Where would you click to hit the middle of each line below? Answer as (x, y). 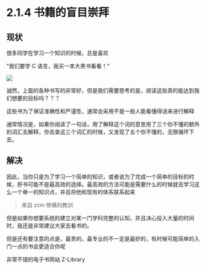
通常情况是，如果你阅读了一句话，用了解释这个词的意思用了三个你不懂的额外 (103, 124)
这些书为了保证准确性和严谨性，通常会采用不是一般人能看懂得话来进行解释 (100, 111)
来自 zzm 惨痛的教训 (47, 205)
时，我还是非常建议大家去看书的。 (49, 225)
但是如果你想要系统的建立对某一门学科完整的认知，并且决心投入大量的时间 (100, 218)
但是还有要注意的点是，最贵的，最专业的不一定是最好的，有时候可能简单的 (100, 238)
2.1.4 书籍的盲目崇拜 (58, 13)
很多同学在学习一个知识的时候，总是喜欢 (57, 53)
